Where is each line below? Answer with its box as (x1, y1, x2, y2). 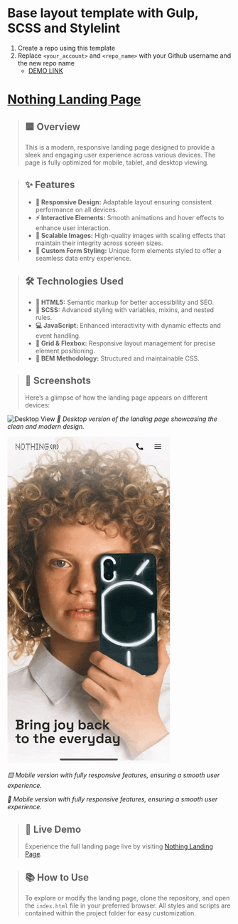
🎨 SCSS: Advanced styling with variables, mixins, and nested (35, 305, 215, 314)
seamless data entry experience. (35, 254, 131, 262)
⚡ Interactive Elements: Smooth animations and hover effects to (35, 213, 225, 222)
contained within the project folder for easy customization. (24, 909, 197, 917)
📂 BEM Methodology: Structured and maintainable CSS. (35, 354, 200, 363)
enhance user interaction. (35, 223, 111, 232)
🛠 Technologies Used (24, 276, 124, 288)
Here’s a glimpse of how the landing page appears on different (24, 393, 208, 402)
